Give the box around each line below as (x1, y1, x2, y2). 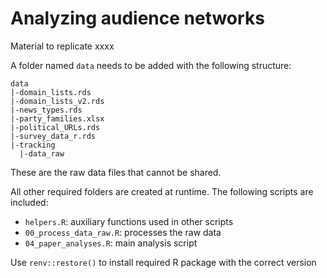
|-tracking (10, 140, 56, 150)
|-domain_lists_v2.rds (10, 96, 105, 106)
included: (10, 196, 49, 208)
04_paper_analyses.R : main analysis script (24, 237, 198, 249)
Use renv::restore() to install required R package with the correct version (10, 256, 317, 268)
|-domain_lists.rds (10, 87, 92, 97)
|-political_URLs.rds (10, 122, 101, 132)
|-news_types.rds (10, 105, 83, 115)
